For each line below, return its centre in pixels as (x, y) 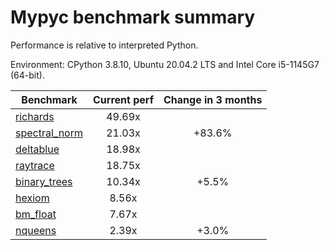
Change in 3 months (213, 99)
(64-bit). (27, 75)
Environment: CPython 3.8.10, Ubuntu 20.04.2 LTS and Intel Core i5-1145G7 (165, 64)
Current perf (124, 99)
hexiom (32, 198)
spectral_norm (49, 133)
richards (35, 116)
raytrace (35, 165)
